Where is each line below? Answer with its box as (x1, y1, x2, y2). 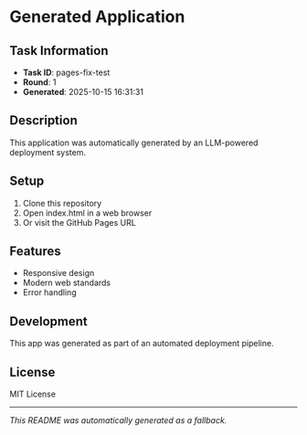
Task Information (9, 43, 109, 58)
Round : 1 (22, 77, 57, 88)
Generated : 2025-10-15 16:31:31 (22, 87, 144, 97)
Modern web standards (22, 277, 111, 289)
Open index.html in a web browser (22, 207, 153, 218)
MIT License (9, 388, 57, 399)
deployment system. (9, 146, 87, 157)
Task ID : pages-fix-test (22, 67, 111, 78)
